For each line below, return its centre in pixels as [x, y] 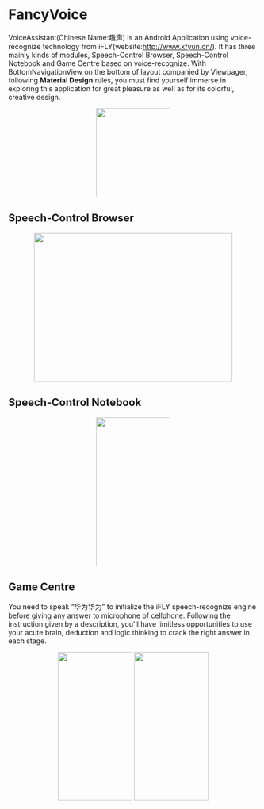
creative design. [34, 97]
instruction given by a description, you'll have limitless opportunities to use [130, 624]
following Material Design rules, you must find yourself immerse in [117, 80]
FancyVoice [48, 15]
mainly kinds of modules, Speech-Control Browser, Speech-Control [118, 55]
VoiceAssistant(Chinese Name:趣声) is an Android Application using [119, 37]
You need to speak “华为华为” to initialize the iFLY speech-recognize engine [132, 607]
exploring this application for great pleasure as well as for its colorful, [121, 88]
